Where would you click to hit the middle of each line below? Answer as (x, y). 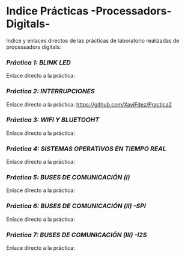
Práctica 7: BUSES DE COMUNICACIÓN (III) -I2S (77, 235)
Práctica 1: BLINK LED (38, 63)
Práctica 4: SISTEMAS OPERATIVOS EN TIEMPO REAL (86, 149)
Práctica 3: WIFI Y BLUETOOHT (53, 120)
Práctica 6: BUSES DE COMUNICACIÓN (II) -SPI (76, 206)
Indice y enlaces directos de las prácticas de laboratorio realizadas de (93, 40)
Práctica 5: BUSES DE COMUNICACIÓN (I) (68, 178)
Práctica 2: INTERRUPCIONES (50, 91)
